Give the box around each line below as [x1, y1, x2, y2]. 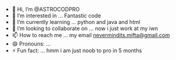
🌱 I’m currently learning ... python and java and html [11, 19, 140, 25]
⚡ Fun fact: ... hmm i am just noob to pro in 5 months [11, 47, 142, 54]
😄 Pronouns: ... [11, 40, 51, 47]
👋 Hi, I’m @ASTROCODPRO [11, 6, 80, 13]
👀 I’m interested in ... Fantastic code [11, 12, 101, 19]
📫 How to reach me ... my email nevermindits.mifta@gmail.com [11, 32, 170, 38]
